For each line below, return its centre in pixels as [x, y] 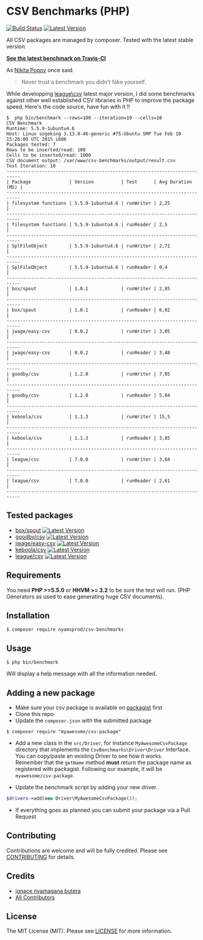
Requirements [34, 576]
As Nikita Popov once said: [40, 70]
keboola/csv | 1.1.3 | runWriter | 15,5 [91, 417]
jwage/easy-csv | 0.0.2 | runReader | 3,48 [91, 353]
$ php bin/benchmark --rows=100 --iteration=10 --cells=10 [84, 118]
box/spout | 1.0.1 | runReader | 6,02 [91, 310]
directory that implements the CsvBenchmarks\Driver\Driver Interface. [102, 749]
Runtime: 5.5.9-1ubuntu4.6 [41, 128]
